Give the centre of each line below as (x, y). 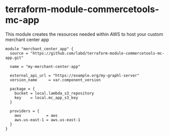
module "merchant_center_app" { (39, 49)
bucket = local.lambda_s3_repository (54, 93)
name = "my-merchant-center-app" (45, 66)
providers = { (25, 111)
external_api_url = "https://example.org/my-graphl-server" (75, 75)
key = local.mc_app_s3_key (46, 97)
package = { (23, 89)
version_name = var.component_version (55, 80)
